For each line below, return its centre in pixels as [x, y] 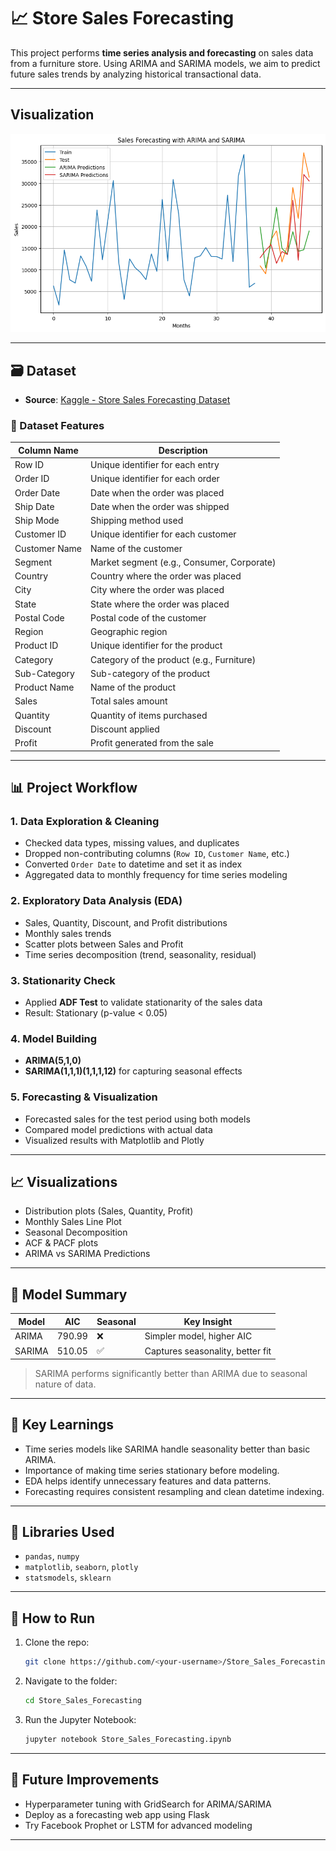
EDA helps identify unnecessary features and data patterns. [148, 1481]
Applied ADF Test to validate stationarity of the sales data [143, 1002]
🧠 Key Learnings [62, 1425]
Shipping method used [137, 521]
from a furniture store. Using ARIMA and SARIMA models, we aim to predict [165, 63]
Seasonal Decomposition [76, 1232]
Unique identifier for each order [155, 479]
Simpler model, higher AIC [198, 1336]
